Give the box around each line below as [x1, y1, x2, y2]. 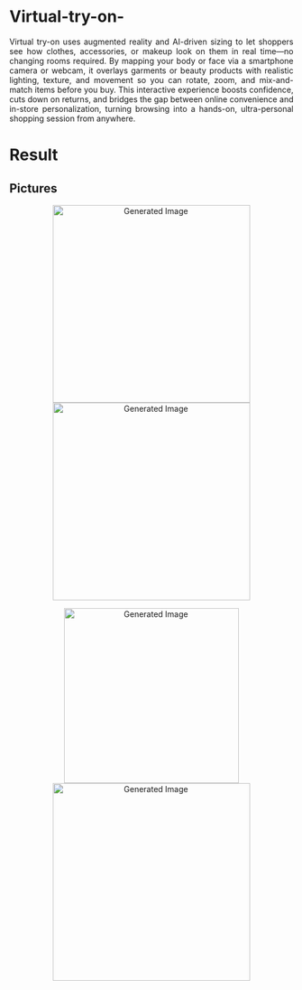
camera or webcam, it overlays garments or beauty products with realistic [9, 65, 294, 76]
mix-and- [259, 74, 294, 85]
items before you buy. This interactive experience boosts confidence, [34, 84, 294, 95]
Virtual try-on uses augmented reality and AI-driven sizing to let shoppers [9, 36, 294, 47]
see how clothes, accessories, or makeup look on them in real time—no [9, 45, 294, 56]
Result [9, 145, 59, 165]
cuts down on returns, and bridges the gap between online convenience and [9, 93, 294, 105]
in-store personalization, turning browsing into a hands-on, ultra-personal [9, 103, 294, 114]
